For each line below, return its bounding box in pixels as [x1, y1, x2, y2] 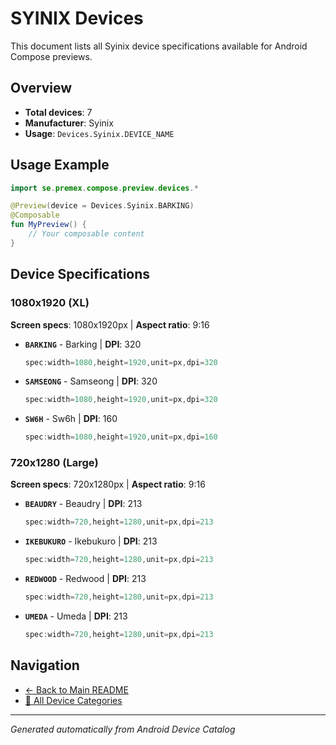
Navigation [10, 657, 80, 674]
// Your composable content [28, 229, 145, 239]
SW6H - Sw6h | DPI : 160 [24, 413, 118, 425]
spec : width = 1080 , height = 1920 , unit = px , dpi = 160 [24, 432, 218, 442]
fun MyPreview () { [10, 220, 87, 230]
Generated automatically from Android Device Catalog [10, 723, 236, 735]
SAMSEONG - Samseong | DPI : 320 [24, 375, 158, 387]
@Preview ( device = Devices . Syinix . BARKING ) [10, 201, 195, 211]
